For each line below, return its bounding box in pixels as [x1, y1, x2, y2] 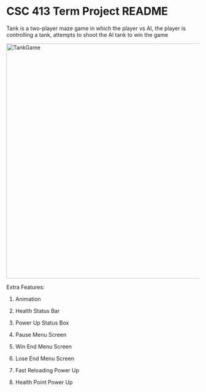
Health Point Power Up [15, 379, 73, 386]
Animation [15, 295, 41, 302]
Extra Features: [6, 283, 45, 291]
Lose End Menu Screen [15, 355, 75, 362]
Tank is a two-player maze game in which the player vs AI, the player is [6, 25, 186, 32]
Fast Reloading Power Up [15, 366, 80, 374]
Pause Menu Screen [15, 331, 67, 338]
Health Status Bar [15, 307, 60, 314]
